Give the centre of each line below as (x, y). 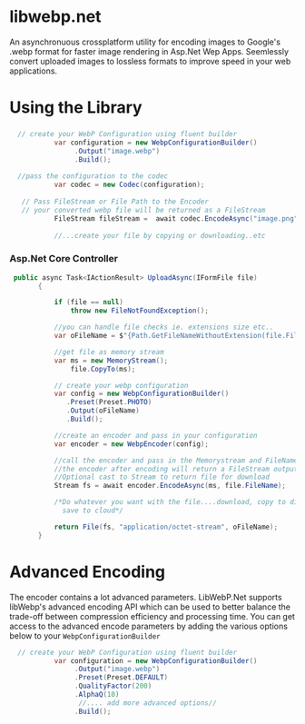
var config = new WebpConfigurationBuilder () (142, 394)
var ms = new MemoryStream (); (111, 361)
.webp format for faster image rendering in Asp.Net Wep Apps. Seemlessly (149, 51)
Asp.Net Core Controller (64, 259)
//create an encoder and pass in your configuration (156, 435)
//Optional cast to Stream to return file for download (162, 477)
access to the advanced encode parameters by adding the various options (149, 626)
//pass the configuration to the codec (93, 176)
